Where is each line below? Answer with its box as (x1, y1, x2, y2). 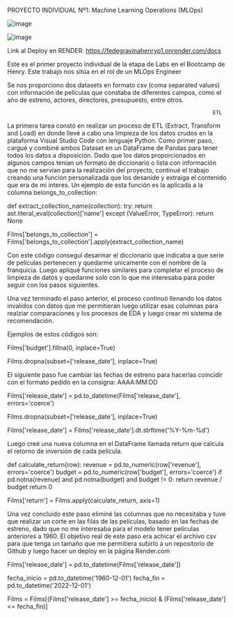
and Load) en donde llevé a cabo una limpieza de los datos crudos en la (7, 129, 214, 137)
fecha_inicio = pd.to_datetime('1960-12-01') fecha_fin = (7, 574, 166, 582)
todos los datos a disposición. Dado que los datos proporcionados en (7, 151, 206, 159)
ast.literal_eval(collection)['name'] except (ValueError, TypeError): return (7, 209, 214, 217)
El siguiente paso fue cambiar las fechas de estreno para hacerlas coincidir (7, 371, 223, 379)
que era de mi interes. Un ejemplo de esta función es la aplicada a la (7, 181, 203, 189)
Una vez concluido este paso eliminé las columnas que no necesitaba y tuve (7, 510, 226, 518)
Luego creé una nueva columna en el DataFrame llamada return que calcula (7, 440, 224, 447)
